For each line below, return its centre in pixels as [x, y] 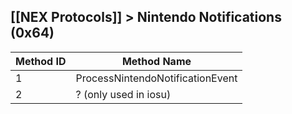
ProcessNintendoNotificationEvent [156, 78]
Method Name [156, 61]
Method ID [41, 61]
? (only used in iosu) [123, 94]
